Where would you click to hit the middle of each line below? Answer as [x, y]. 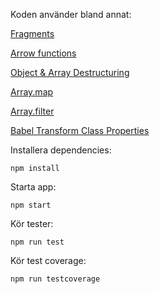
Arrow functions [43, 53]
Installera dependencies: [61, 150]
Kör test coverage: [48, 260]
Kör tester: [32, 223]
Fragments [32, 33]
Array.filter [32, 111]
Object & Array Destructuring [70, 72]
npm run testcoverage [55, 279]
